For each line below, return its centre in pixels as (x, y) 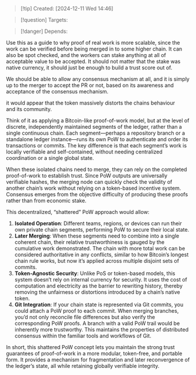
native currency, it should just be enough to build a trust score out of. (89, 68)
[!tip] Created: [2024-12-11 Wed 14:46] (67, 9)
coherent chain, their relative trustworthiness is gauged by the (90, 242)
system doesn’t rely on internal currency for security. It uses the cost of (101, 279)
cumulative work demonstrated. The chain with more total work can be (100, 248)
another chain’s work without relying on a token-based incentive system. (94, 188)
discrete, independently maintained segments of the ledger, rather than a (94, 127)
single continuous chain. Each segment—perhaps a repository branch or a (96, 133)
